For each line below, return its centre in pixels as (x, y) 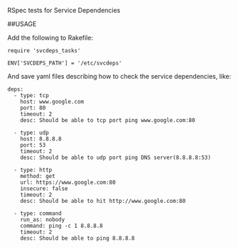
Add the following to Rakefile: (50, 38)
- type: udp (32, 133)
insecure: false (44, 189)
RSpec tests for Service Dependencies (64, 10)
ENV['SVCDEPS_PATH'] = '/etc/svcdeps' (65, 63)
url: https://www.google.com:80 (68, 182)
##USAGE (22, 24)
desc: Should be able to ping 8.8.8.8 (77, 238)
